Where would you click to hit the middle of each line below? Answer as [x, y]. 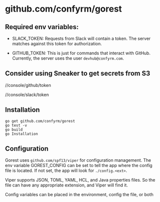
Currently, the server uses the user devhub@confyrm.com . [68, 58]
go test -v [16, 125]
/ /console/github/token [28, 85]
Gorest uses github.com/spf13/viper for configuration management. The [78, 160]
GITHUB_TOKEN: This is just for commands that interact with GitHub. [81, 53]
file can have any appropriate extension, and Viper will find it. [67, 185]
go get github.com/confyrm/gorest [40, 121]
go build [14, 130]
